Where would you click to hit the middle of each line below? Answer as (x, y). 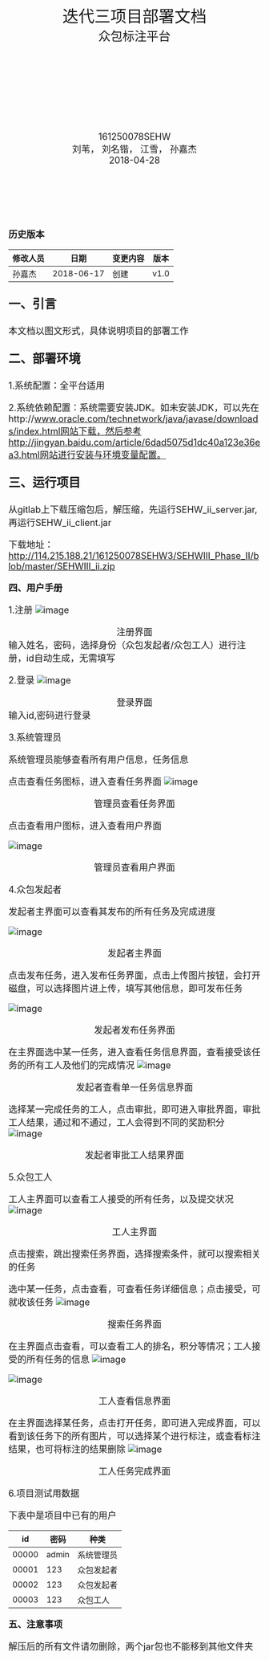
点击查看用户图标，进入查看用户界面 (85, 826)
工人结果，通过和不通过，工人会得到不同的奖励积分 (116, 1123)
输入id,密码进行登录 (50, 716)
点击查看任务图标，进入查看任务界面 (85, 781)
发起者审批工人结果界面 (134, 1155)
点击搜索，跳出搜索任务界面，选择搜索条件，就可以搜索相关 (134, 1254)
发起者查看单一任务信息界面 (134, 1087)
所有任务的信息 (58, 1360)
